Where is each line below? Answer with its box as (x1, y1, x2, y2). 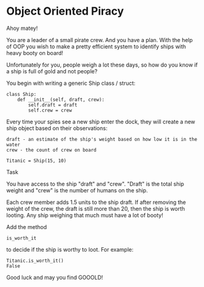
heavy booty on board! (6, 49, 64, 56)
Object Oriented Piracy (6, 4, 124, 18)
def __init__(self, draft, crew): (17, 96, 105, 103)
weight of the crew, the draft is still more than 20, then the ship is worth (6, 205, 185, 212)
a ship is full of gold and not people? (6, 67, 97, 74)
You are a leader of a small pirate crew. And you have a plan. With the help (6, 36, 193, 43)
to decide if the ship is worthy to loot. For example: (6, 245, 134, 253)
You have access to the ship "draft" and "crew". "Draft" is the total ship (6, 180, 185, 187)
